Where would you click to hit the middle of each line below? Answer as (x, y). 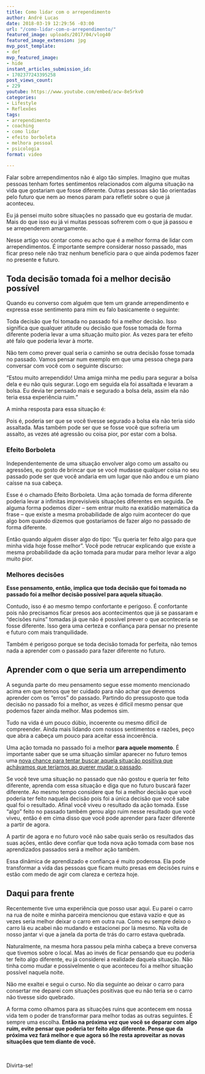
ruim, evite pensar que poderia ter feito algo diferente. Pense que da (95, 1028)
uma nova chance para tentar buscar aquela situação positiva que (90, 760)
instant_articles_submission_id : (49, 69)
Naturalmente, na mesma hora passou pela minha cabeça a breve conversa (102, 946)
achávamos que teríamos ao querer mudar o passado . (74, 767)
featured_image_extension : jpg (46, 40)
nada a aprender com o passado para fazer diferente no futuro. (86, 651)
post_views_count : (30, 80)
